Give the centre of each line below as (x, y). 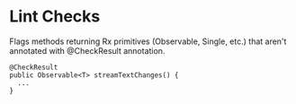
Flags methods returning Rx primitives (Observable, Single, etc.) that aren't (148, 41)
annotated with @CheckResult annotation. (87, 50)
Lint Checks (55, 17)
